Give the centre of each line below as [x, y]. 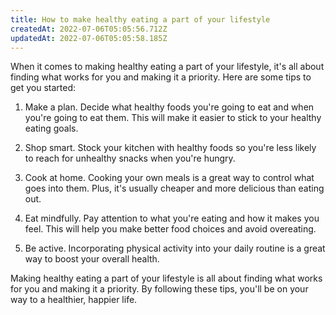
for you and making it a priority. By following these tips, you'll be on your [159, 289]
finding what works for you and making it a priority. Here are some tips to [161, 77]
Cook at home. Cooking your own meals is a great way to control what [169, 178]
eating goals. [51, 128]
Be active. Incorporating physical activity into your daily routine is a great [175, 248]
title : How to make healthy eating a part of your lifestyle [140, 19]
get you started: [43, 88]
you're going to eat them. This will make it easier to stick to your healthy [173, 118]
